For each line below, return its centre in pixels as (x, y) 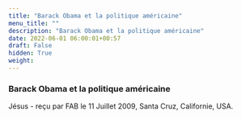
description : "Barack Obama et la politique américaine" (106, 31)
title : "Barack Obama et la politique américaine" (95, 16)
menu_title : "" (34, 23)
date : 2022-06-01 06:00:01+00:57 (65, 38)
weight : (21, 61)
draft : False (30, 46)
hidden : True (30, 53)
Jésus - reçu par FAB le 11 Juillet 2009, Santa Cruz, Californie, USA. (121, 106)
